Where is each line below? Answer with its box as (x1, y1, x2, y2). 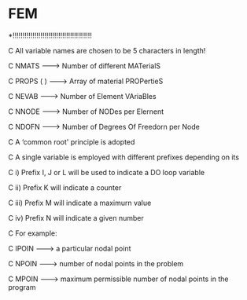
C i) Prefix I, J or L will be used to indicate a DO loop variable (8, 167, 205, 177)
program (8, 282, 36, 291)
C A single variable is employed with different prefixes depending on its (8, 152, 240, 162)
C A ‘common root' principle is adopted (8, 137, 135, 146)
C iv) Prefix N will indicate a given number (8, 213, 144, 222)
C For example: (8, 229, 57, 238)
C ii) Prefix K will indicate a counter (8, 182, 122, 192)
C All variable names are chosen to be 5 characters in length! (8, 46, 206, 55)
